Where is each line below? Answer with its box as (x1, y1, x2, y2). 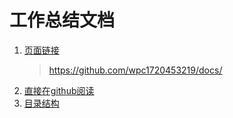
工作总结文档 (9, 9, 116, 32)
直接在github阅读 (23, 84, 95, 96)
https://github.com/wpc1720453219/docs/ (48, 64, 223, 76)
